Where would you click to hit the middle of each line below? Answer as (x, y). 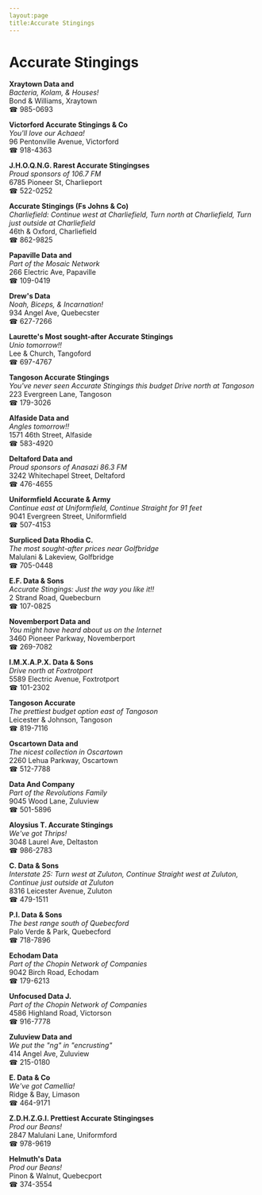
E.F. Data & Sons (37, 581)
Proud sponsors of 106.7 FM (55, 174)
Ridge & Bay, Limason (44, 1095)
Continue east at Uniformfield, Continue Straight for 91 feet (106, 508)
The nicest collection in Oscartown (66, 752)
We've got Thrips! (38, 834)
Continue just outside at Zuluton (62, 883)
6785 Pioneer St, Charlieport (56, 183)
